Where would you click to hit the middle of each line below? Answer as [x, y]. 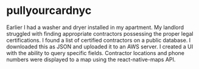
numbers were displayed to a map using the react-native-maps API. [91, 59]
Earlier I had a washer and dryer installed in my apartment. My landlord [95, 27]
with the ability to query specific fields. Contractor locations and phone [95, 53]
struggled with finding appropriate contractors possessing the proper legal [100, 33]
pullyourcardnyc [49, 11]
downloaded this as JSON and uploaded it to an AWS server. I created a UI [100, 47]
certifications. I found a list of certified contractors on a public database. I [99, 40]
